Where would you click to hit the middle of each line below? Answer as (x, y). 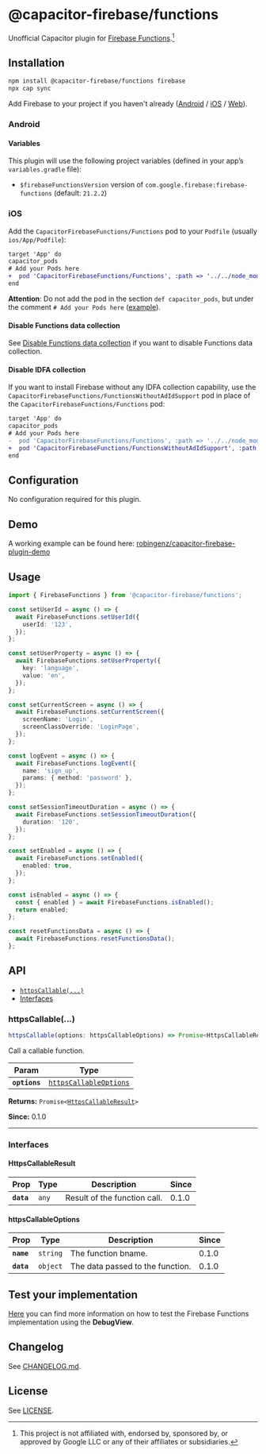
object (51, 1267)
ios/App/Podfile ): (37, 239)
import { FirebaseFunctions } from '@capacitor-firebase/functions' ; (125, 596)
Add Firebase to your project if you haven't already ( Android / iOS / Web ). (128, 104)
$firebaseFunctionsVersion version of (82, 185)
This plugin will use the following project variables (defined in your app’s (126, 161)
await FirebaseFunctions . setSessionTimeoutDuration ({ (106, 814)
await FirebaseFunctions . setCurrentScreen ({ (90, 712)
